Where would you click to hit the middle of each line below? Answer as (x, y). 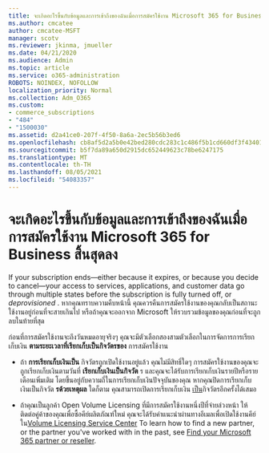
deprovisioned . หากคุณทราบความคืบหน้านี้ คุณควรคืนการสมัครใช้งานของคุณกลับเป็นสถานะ (133, 302)
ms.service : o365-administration (64, 75)
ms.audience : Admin (41, 61)
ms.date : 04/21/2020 (43, 53)
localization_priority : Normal (60, 90)
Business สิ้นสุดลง (63, 255)
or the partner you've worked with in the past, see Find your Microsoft (135, 432)
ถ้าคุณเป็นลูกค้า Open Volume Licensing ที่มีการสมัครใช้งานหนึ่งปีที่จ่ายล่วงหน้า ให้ (134, 405)
